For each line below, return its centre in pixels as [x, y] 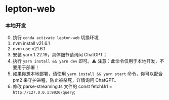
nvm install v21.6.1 [31, 43]
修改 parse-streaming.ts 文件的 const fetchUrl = [62, 86]
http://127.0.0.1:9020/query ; [44, 92]
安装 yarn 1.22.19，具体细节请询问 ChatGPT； [60, 55]
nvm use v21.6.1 [29, 49]
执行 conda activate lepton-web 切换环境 [55, 38]
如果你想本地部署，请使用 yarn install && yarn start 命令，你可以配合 [88, 74]
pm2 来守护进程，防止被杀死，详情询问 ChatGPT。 [66, 80]
